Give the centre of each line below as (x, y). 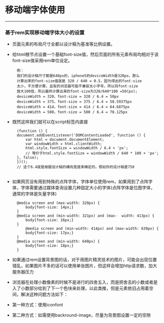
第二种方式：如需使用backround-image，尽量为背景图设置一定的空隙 (82, 315)
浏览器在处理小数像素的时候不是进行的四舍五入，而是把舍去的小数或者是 (85, 282)
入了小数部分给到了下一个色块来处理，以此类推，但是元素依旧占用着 (81, 288)
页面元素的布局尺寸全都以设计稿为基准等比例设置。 (63, 44)
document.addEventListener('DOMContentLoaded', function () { (81, 135)
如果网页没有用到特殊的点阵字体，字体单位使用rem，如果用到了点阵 (80, 182)
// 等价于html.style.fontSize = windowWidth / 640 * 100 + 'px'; (92, 153)
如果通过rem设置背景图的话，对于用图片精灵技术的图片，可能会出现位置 (84, 260)
